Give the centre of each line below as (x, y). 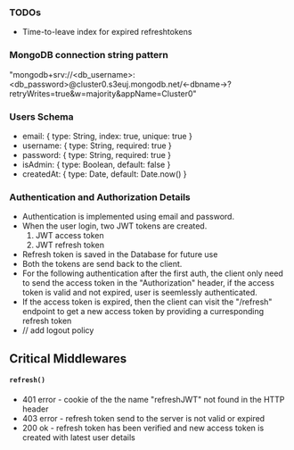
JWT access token (69, 236)
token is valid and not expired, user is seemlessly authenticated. (140, 293)
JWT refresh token (70, 245)
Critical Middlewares (68, 358)
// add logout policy (58, 330)
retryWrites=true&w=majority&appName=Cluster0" (103, 93)
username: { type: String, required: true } (97, 146)
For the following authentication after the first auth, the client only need (152, 273)
